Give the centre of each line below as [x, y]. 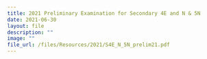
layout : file [26, 26]
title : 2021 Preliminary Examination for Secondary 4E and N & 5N [104, 13]
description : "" [30, 32]
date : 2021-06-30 [32, 20]
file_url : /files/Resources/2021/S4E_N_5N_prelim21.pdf [88, 45]
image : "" [21, 39]
